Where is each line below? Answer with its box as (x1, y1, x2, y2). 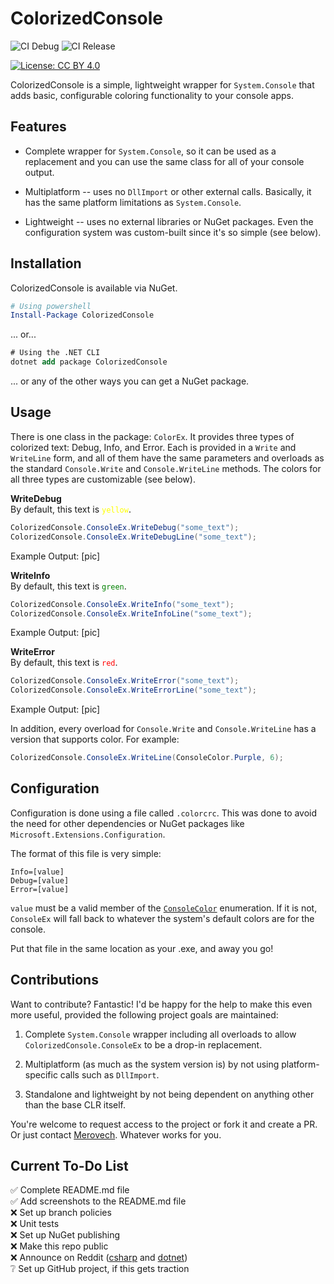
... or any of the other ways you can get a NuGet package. (10, 375, 250, 387)
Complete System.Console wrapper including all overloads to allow (24, 1028, 297, 1040)
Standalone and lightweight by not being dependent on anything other (24, 1088, 315, 1100)
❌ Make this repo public (10, 1240, 109, 1252)
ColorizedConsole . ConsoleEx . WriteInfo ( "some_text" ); (10, 599, 235, 609)
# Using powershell (10, 301, 92, 311)
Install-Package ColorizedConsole (10, 310, 155, 321)
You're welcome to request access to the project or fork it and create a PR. (10, 1118, 318, 1130)
